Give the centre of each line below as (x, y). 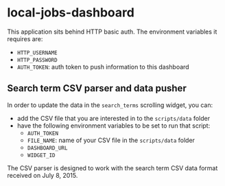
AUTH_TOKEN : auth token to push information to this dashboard (103, 67)
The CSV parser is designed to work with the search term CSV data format (113, 168)
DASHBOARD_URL (47, 148)
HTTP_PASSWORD (37, 60)
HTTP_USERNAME (37, 53)
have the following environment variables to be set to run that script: (114, 126)
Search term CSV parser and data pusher (97, 88)
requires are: (25, 38)
